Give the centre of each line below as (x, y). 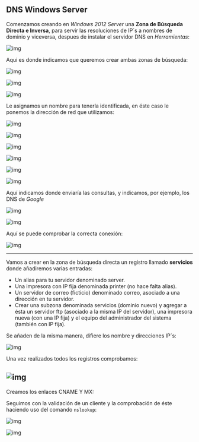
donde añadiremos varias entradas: (49, 268)
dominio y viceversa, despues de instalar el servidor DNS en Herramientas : (98, 37)
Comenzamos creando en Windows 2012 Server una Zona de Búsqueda (95, 24)
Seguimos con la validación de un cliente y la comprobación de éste (89, 403)
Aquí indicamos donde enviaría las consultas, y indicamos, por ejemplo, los (98, 192)
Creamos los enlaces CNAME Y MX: (50, 392)
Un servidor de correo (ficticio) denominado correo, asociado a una (97, 292)
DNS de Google (25, 199)
